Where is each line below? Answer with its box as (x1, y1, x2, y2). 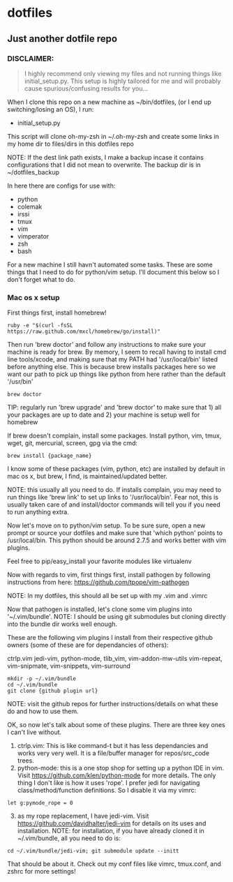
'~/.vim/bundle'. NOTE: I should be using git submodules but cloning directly (7, 613, 227, 621)
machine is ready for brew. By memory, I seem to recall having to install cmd (7, 347, 227, 357)
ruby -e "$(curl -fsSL (7, 322, 73, 329)
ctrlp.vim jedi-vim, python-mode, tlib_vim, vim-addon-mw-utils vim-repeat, (7, 655, 223, 663)
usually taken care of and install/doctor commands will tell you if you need (7, 500, 221, 509)
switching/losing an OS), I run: (7, 105, 94, 113)
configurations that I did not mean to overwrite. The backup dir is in (7, 160, 201, 169)
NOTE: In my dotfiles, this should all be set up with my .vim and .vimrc (7, 592, 208, 600)
